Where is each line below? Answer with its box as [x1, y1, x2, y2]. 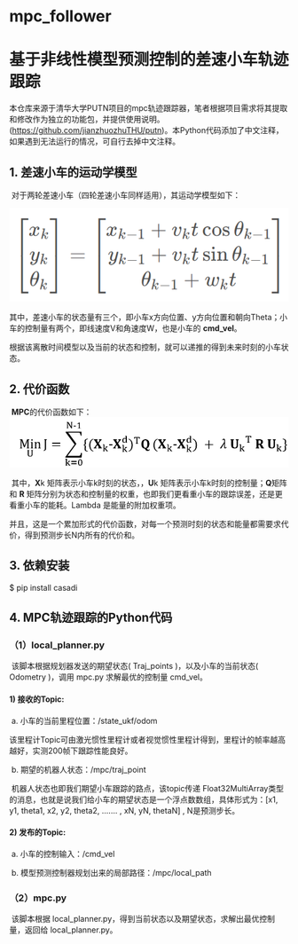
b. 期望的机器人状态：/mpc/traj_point [11, 764, 146, 775]
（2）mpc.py [9, 892, 67, 904]
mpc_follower [9, 6, 113, 27]
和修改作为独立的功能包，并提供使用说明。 [9, 114, 165, 125]
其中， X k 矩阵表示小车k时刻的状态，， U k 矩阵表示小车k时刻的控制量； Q [11, 477, 272, 488]
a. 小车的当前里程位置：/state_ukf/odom [11, 715, 158, 726]
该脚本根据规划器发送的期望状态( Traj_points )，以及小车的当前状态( [11, 661, 259, 672]
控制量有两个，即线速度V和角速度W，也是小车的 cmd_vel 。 [24, 323, 242, 334]
